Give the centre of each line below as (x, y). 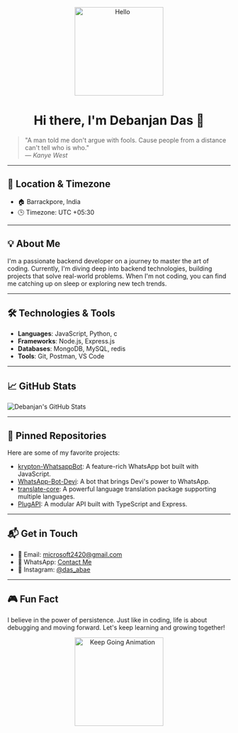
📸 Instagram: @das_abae (54, 569)
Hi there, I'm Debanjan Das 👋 (119, 121)
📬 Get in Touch (42, 534)
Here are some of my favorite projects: (64, 453)
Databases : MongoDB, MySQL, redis (72, 349)
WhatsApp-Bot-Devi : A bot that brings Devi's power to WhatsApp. (114, 481)
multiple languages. (46, 496)
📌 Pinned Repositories (57, 436)
